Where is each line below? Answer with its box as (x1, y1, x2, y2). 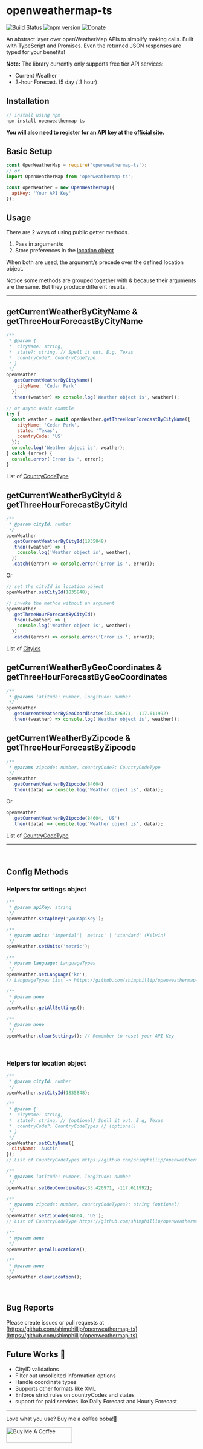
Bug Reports (6, 1303, 54, 1313)
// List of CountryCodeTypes (6, 1157, 80, 1163)
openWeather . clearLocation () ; (6, 1274, 83, 1280)
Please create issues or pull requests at (6, 1319, 105, 1326)
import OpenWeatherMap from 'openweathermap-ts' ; (6, 174, 134, 180)
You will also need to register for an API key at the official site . (6, 129, 165, 136)
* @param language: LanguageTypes (8, 960, 96, 967)
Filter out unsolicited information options (14, 1372, 116, 1379)
